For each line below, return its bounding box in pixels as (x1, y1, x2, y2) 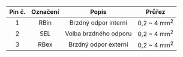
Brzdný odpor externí (68, 40, 128, 49)
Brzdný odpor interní (69, 18, 128, 26)
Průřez (146, 8, 166, 16)
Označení (31, 8, 59, 16)
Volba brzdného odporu (65, 29, 132, 38)
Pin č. (9, 8, 26, 16)
